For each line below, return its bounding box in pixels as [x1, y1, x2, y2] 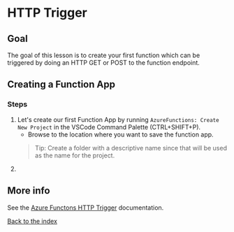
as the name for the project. [34, 151, 115, 160]
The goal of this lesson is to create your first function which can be [7, 51, 200, 59]
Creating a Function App [7, 79, 115, 91]
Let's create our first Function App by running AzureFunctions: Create [17, 115, 219, 123]
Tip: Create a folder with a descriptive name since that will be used [34, 144, 227, 152]
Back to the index [7, 217, 58, 225]
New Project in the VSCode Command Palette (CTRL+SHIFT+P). [17, 123, 201, 131]
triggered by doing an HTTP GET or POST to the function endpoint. [7, 59, 200, 67]
